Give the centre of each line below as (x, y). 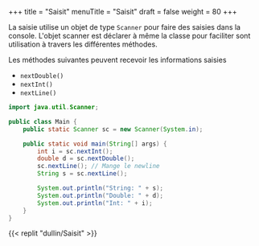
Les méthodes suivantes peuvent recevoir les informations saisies (117, 60)
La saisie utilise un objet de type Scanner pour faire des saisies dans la (125, 27)
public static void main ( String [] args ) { (95, 144)
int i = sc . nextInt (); (75, 151)
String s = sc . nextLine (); (82, 174)
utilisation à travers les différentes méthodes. (83, 44)
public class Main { (43, 121)
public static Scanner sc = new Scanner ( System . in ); (113, 129)
